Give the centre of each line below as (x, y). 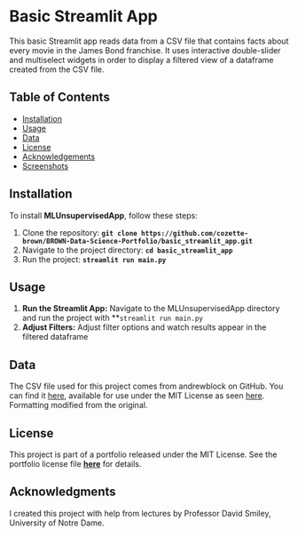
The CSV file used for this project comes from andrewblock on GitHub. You (146, 386)
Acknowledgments (63, 492)
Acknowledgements (59, 156)
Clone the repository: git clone (79, 232)
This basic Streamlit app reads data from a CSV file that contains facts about (149, 41)
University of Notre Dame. (57, 523)
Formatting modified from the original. (78, 405)
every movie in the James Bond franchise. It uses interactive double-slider (145, 50)
